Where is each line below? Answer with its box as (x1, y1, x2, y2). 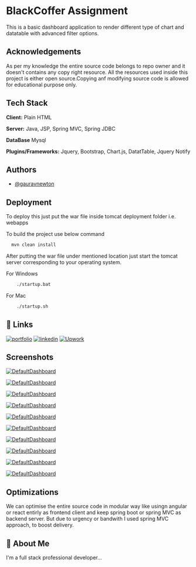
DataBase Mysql (6, 136, 47, 143)
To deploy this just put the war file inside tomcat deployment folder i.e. (6, 213, 176, 220)
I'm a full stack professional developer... (6, 554, 102, 561)
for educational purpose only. (6, 81, 77, 88)
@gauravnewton (14, 180, 54, 187)
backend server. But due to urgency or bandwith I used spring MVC (6, 515, 169, 522)
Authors (6, 164, 37, 174)
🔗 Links (6, 320, 33, 330)
